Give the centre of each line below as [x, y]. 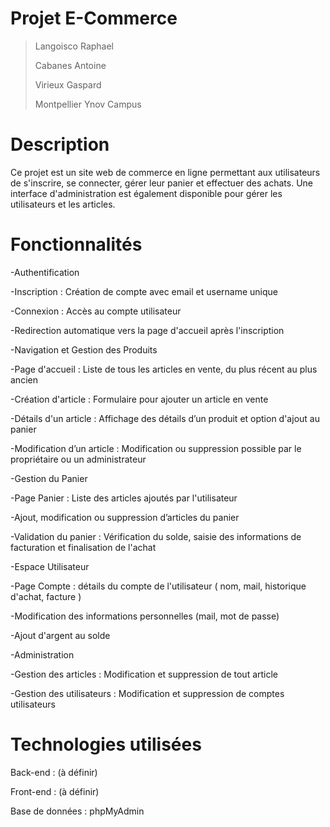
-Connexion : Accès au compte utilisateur [96, 311]
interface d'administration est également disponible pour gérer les [146, 193]
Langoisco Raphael [74, 46]
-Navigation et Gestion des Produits [84, 349]
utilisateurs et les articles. [63, 204]
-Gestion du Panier [49, 478]
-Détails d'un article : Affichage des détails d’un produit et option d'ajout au [165, 418]
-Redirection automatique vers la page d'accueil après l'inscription [147, 330]
